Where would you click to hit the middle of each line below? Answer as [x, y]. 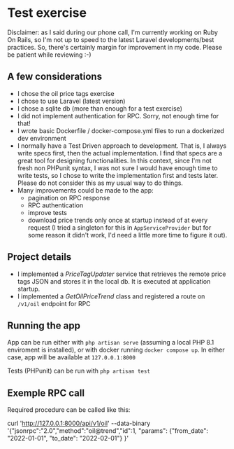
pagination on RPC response [69, 198]
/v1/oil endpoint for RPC [54, 303]
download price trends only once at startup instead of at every [118, 220]
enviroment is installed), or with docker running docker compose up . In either [116, 350]
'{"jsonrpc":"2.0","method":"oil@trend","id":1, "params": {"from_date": [108, 431]
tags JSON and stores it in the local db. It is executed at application [114, 281]
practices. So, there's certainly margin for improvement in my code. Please [115, 47]
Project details [39, 257]
